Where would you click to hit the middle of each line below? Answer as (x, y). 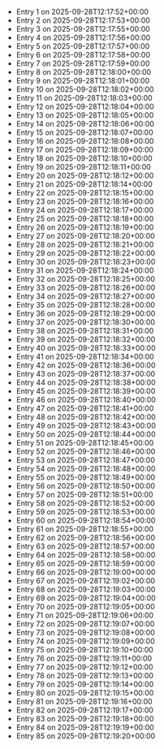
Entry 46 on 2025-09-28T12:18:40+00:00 (86, 400)
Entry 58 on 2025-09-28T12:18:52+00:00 (86, 503)
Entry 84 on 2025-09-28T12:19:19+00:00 (85, 727)
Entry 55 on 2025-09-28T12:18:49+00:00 (86, 477)
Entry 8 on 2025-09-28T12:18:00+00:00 (84, 72)
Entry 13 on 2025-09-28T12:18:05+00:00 (85, 115)
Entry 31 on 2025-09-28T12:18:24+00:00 (85, 270)
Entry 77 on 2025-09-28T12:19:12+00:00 (84, 667)
